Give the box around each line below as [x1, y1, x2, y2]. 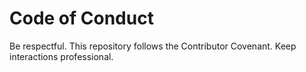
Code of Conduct [9, 7, 154, 30]
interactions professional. [9, 50, 114, 62]
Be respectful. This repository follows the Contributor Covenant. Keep [9, 40, 297, 52]
